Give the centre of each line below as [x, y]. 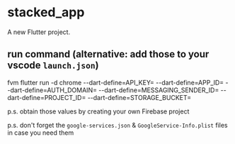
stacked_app [46, 12]
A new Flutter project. [39, 32]
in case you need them [41, 133]
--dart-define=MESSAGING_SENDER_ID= [159, 90]
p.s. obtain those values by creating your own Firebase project [98, 111]
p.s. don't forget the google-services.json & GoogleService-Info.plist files [117, 125]
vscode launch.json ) [53, 66]
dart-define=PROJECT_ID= [47, 97]
